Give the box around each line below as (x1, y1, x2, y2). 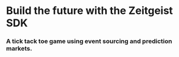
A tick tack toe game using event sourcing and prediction (6, 37, 173, 45)
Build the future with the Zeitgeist (6, 4, 173, 17)
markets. (6, 45, 32, 53)
